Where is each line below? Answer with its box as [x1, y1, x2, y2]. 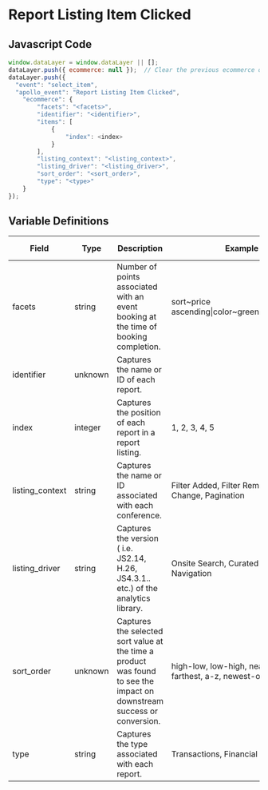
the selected [116, 625, 164, 637]
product [116, 656, 147, 667]
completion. [116, 341, 161, 352]
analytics [116, 593, 151, 604]
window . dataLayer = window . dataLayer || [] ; [8, 58, 159, 66]
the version [116, 533, 160, 544]
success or [116, 705, 158, 717]
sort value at [116, 636, 164, 647]
